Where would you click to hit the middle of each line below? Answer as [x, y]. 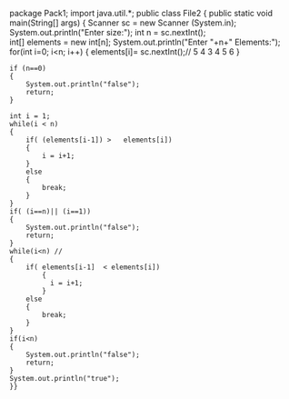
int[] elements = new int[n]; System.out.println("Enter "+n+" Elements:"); [145, 42]
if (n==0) [28, 68]
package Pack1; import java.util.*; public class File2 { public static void [141, 13]
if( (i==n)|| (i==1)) [50, 212]
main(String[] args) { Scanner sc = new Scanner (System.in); [123, 23]
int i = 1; [30, 116]
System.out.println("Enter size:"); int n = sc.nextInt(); [108, 32]
